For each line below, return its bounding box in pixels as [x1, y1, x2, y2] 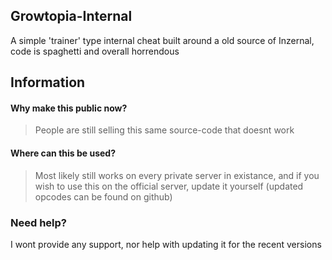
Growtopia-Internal [10, 8, 133, 25]
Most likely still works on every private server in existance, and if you [34, 169, 320, 181]
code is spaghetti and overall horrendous [10, 45, 180, 57]
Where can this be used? [10, 147, 116, 159]
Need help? [10, 215, 67, 229]
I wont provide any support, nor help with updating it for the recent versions [10, 238, 322, 250]
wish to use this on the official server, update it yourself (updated [34, 180, 304, 192]
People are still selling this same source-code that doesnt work [34, 124, 295, 136]
